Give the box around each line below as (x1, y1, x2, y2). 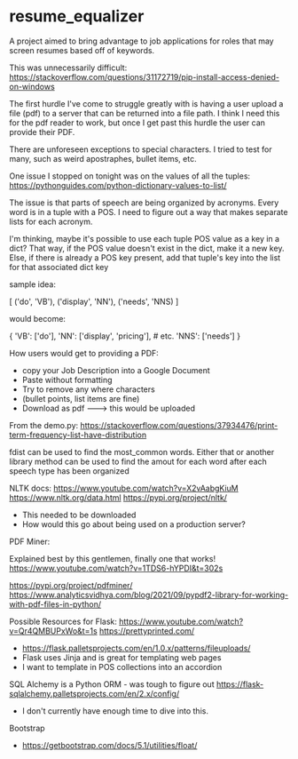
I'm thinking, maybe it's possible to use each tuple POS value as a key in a (9, 233, 280, 244)
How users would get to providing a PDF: (9, 348, 160, 358)
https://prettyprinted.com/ (98, 625, 195, 636)
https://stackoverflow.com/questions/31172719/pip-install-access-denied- (9, 71, 279, 82)
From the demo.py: (9, 419, 79, 430)
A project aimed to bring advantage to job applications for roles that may (9, 36, 274, 46)
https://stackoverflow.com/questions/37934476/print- (80, 419, 278, 430)
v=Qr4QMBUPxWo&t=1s (9, 625, 98, 636)
